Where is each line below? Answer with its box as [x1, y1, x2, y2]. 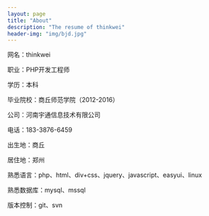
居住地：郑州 [7, 156, 45, 164]
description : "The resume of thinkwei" [7, 23, 125, 30]
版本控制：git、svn [7, 201, 63, 210]
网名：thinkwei [7, 50, 51, 59]
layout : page [7, 10, 46, 18]
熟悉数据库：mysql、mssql [7, 186, 86, 195]
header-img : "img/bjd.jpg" [7, 30, 87, 38]
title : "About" [7, 17, 52, 24]
